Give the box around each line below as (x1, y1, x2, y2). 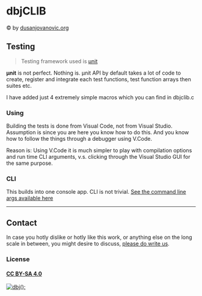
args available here (6, 194, 54, 202)
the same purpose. (6, 159, 53, 167)
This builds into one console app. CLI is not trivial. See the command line (6, 188, 186, 196)
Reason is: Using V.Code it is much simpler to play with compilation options (6, 147, 192, 154)
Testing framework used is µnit (20, 57, 98, 64)
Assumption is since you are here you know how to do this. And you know (6, 129, 189, 136)
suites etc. (6, 82, 32, 89)
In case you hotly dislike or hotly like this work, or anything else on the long (6, 233, 192, 241)
